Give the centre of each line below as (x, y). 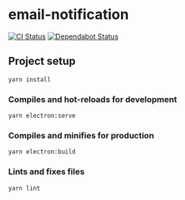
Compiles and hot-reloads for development (93, 99)
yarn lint (25, 188)
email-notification (68, 15)
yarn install (30, 79)
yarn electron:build (42, 152)
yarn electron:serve (42, 116)
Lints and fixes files (47, 172)
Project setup (42, 61)
